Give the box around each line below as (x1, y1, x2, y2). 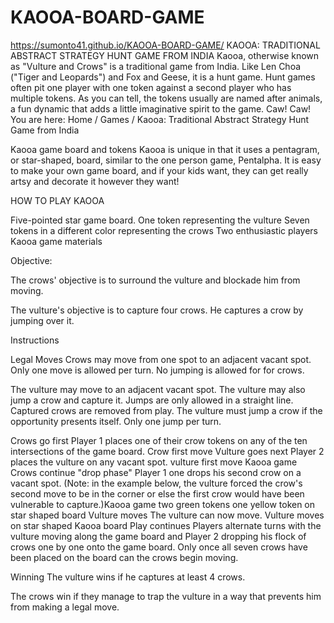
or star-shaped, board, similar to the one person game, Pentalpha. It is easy (10, 154, 322, 166)
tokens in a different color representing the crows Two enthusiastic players (10, 224, 318, 236)
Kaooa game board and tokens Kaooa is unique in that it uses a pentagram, (10, 143, 320, 155)
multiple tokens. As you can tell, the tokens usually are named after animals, (10, 92, 323, 104)
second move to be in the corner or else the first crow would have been (10, 487, 305, 500)
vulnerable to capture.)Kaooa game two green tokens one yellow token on (10, 498, 316, 510)
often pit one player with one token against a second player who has (10, 81, 292, 93)
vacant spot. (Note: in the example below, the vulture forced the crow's (10, 477, 303, 489)
